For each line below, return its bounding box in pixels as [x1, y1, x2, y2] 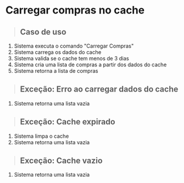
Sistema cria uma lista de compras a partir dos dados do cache [13, 61, 167, 68]
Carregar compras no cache [5, 4, 145, 17]
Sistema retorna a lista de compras [13, 67, 98, 74]
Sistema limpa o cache [13, 133, 69, 140]
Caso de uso [19, 27, 67, 37]
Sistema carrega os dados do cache [13, 49, 102, 56]
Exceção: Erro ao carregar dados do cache [19, 84, 179, 94]
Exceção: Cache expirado [19, 117, 115, 127]
